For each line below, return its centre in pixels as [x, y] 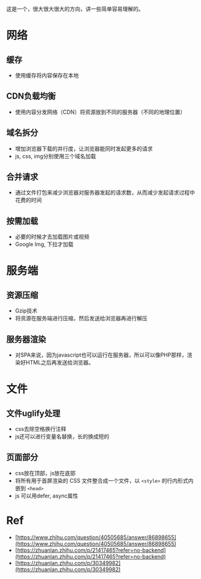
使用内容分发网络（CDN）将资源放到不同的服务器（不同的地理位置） [100, 112]
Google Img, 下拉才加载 [44, 244]
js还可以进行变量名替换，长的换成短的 [62, 436]
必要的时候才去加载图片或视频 [52, 237]
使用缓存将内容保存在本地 [47, 75]
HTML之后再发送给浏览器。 [60, 363]
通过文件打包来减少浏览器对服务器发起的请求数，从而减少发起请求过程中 [105, 193]
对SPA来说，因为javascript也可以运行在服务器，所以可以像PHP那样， [101, 355]
